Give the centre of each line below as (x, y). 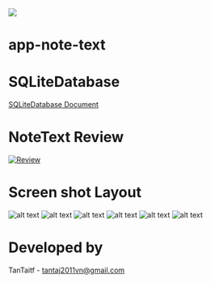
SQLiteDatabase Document (54, 105)
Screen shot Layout (75, 193)
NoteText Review (66, 137)
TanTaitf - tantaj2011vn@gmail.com (67, 270)
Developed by (56, 248)
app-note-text (57, 45)
